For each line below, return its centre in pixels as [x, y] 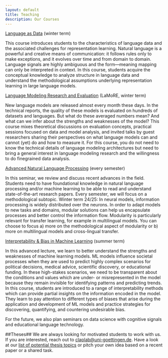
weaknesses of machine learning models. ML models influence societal [79, 256]
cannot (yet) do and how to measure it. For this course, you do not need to [82, 143]
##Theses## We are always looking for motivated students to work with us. [83, 334]
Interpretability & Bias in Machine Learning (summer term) [65, 241]
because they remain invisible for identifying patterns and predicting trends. [83, 283]
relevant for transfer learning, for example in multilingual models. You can [81, 221]
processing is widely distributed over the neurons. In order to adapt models [83, 205]
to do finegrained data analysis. [38, 159]
